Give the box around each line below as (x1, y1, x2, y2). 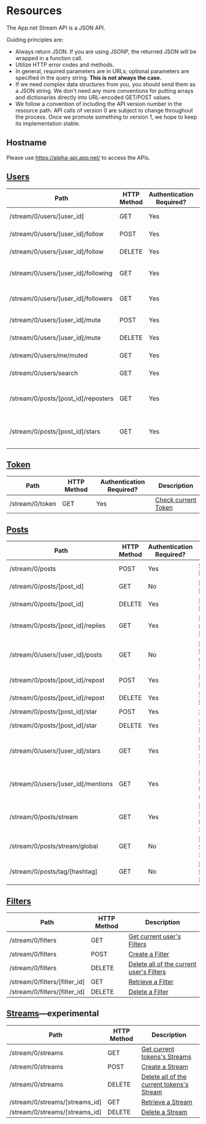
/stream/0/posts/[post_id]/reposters (9, 394, 114, 403)
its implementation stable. (15, 119, 81, 127)
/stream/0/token (9, 499, 56, 508)
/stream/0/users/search (9, 368, 78, 377)
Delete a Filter (128, 987, 169, 996)
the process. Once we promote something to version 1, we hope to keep (15, 113, 197, 121)
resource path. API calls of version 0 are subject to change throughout (15, 106, 193, 114)
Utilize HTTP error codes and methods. (15, 61, 115, 68)
